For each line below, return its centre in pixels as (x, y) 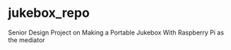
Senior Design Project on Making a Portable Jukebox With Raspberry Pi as (116, 32)
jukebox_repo (49, 13)
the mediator (26, 39)
